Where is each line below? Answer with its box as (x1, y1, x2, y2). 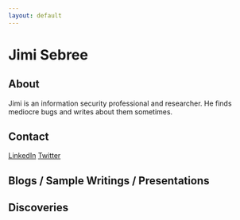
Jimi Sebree (8, 45, 89, 64)
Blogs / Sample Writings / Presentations (8, 174, 210, 187)
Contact (8, 130, 49, 144)
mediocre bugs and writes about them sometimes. (8, 106, 173, 116)
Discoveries (8, 201, 69, 214)
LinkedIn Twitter (8, 151, 61, 160)
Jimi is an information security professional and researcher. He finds (8, 98, 232, 108)
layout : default (8, 11, 62, 20)
